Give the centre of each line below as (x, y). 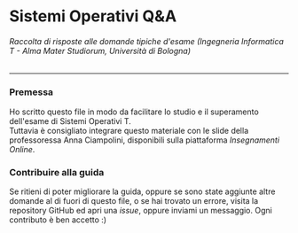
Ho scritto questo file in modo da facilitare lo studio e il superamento (134, 112)
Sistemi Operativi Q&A (93, 16)
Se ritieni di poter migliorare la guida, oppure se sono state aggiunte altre (142, 191)
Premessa (31, 92)
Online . (22, 149)
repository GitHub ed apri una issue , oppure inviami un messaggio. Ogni (141, 210)
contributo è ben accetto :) (58, 220)
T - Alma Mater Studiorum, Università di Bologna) (100, 50)
